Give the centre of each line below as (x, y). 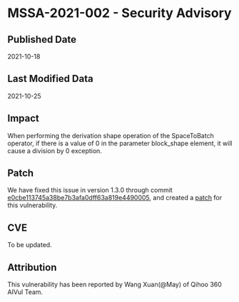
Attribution (32, 267)
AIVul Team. (25, 292)
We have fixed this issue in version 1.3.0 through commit (90, 190)
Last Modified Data (51, 79)
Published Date (42, 40)
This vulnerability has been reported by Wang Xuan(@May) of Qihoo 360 (115, 285)
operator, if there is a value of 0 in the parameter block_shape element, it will (120, 143)
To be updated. (30, 245)
